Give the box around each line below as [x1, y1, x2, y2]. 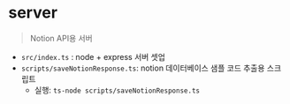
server [8, 3, 58, 23]
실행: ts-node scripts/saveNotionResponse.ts [34, 85, 201, 95]
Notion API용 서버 [29, 33, 94, 43]
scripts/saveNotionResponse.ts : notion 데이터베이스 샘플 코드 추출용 [20, 63, 265, 73]
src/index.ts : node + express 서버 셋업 [20, 51, 165, 62]
